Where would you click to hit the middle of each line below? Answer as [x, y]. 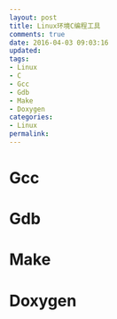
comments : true [37, 34]
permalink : [29, 134]
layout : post [33, 17]
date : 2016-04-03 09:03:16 [59, 42]
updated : [25, 51]
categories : [31, 117]
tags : [19, 59]
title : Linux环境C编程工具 [55, 26]
